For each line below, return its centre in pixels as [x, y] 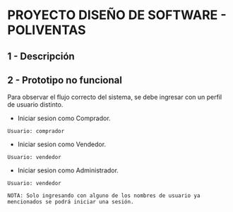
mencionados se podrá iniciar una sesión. [71, 202]
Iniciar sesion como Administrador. [68, 170]
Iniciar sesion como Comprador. [64, 118]
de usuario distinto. [35, 105]
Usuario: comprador [36, 131]
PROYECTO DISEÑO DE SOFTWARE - [117, 15]
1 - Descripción [41, 56]
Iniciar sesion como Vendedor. [62, 144]
